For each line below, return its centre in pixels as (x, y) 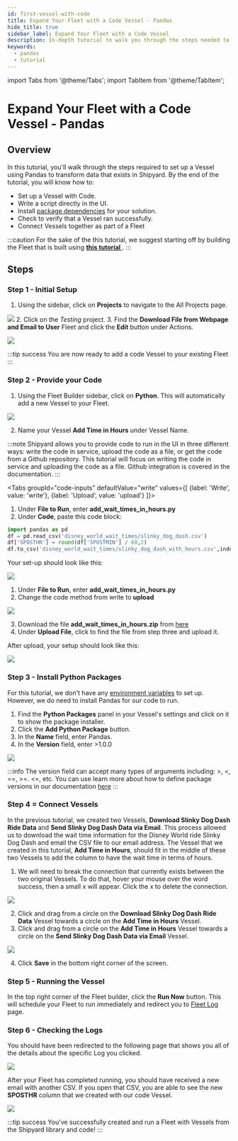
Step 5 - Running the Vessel (56, 981)
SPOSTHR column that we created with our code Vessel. (90, 1095)
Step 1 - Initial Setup (42, 290)
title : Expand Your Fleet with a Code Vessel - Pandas (90, 21)
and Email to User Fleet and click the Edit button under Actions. (100, 327)
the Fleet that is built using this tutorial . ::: (69, 247)
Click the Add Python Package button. (74, 729)
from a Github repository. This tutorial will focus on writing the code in (109, 459)
